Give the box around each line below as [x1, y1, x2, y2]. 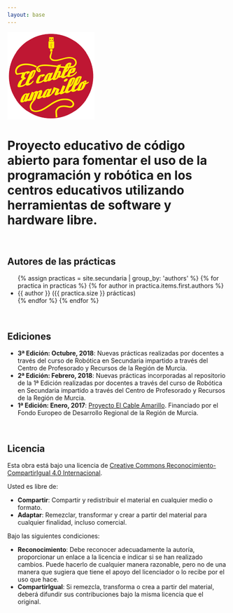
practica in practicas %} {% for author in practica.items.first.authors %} [17, 281, 224, 290]
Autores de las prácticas [7, 255, 116, 267]
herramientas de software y [7, 197, 171, 213]
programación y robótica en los [7, 167, 192, 183]
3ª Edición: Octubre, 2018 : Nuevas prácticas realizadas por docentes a [17, 349, 224, 358]
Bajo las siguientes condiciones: [7, 532, 100, 540]
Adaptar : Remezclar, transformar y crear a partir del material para [17, 511, 208, 519]
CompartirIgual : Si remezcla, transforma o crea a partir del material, [17, 583, 215, 591]
